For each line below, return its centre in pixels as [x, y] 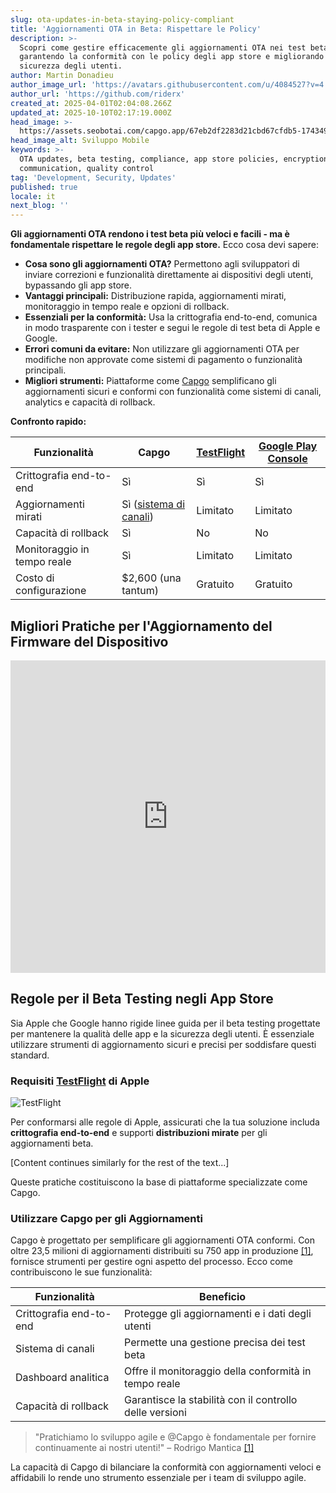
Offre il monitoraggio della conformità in [218, 1371]
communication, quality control [87, 168]
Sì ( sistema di [153, 504]
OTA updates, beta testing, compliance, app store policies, [149, 159]
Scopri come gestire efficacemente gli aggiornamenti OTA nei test [163, 47]
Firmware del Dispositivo [89, 641]
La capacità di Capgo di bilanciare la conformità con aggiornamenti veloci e [166, 1467]
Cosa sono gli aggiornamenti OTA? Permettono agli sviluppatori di [162, 264]
